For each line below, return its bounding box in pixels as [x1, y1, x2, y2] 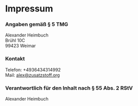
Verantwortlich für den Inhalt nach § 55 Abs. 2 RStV [5, 84, 133, 91]
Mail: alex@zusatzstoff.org [5, 72, 60, 78]
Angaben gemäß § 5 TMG [5, 21, 68, 28]
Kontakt [5, 55, 25, 62]
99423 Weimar [5, 43, 36, 49]
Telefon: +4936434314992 [5, 66, 61, 72]
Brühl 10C [5, 37, 25, 43]
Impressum [5, 3, 53, 14]
